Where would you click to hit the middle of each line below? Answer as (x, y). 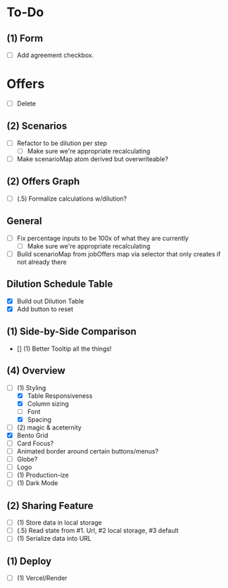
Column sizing (48, 404)
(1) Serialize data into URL (54, 539)
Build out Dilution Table (50, 301)
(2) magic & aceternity (49, 427)
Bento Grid (32, 435)
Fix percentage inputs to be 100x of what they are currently (103, 238)
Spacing (39, 419)
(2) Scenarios (37, 126)
